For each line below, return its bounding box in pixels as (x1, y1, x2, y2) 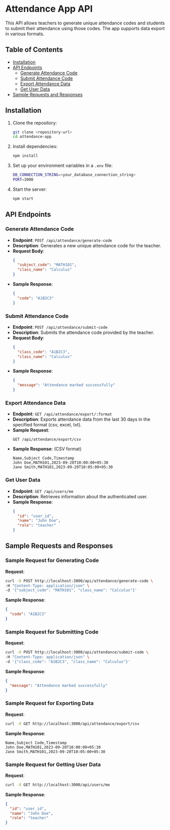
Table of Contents (5, 45, 63, 54)
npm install (12, 153, 38, 158)
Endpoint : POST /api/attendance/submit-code (12, 324, 108, 330)
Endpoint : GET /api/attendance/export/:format (12, 411, 113, 417)
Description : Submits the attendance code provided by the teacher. (12, 329, 155, 335)
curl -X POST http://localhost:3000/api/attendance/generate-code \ (5, 578, 153, 583)
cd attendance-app (12, 134, 52, 139)
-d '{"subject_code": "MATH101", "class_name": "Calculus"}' (5, 588, 138, 593)
